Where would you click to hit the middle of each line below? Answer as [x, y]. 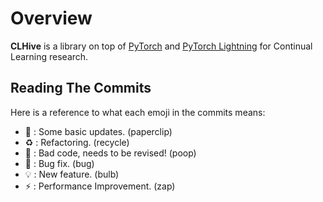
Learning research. [49, 56]
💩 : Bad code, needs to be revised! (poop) [110, 153]
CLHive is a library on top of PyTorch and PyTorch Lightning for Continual [161, 46]
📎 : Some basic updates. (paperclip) [98, 131]
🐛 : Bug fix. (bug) [59, 163]
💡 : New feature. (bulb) [72, 174]
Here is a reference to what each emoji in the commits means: [138, 112]
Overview [51, 18]
